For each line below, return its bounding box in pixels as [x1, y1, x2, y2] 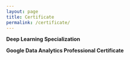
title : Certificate [6, 14, 55, 20]
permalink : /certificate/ [6, 19, 70, 25]
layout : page [6, 8, 39, 15]
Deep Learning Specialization [6, 36, 81, 43]
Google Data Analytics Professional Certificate [6, 47, 124, 54]
